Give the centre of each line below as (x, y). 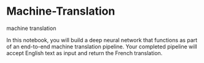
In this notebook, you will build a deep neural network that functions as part (102, 40)
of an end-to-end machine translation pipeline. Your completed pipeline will (102, 46)
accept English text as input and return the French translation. (84, 53)
